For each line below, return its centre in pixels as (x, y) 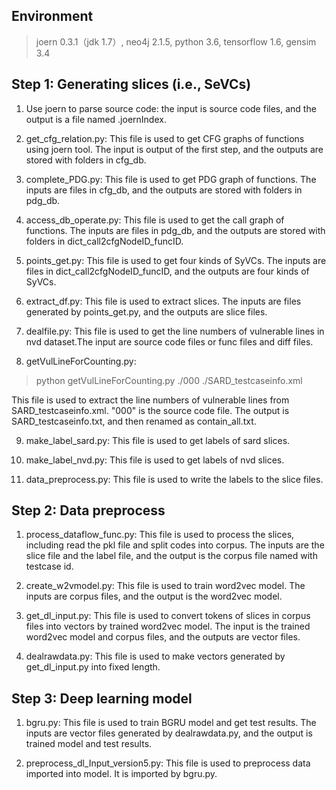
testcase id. (49, 566)
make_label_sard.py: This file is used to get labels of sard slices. (158, 440)
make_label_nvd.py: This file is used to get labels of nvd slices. (155, 460)
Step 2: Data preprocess (88, 510)
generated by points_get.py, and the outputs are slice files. (146, 311)
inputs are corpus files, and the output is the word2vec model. (154, 596)
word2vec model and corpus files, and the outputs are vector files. (163, 637)
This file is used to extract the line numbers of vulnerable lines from (150, 400)
